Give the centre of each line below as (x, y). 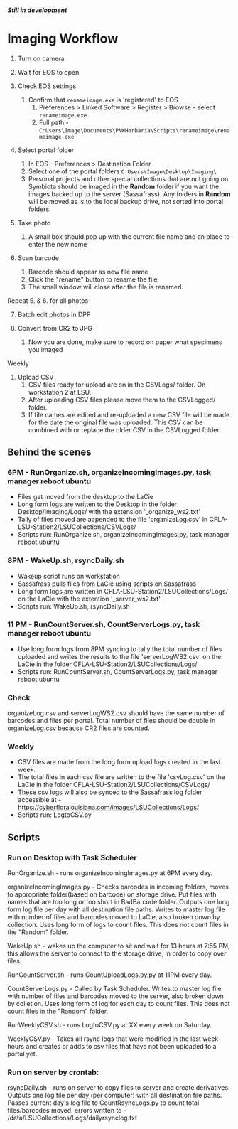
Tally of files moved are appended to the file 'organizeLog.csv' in (113, 520)
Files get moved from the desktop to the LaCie (86, 497)
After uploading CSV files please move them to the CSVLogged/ (122, 400)
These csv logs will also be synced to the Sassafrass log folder (110, 792)
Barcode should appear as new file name (88, 272)
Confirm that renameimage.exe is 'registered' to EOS (103, 100)
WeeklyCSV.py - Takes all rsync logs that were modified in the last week (113, 1039)
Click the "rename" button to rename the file (93, 279)
